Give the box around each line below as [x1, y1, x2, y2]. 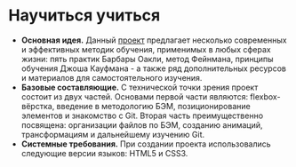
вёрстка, [20, 100, 55, 111]
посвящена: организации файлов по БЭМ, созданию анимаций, [20, 119, 263, 130]
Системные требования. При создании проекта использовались [20, 139, 272, 149]
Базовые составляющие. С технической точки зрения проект [20, 82, 259, 92]
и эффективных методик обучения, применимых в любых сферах [20, 44, 272, 54]
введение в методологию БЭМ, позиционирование [56, 100, 251, 111]
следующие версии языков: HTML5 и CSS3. [20, 147, 188, 158]
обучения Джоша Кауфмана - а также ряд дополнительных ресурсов [20, 63, 286, 74]
